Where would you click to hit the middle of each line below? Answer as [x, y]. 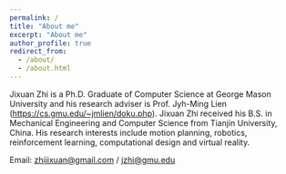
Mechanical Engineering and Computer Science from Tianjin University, [143, 122]
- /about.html [44, 69]
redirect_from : [38, 52]
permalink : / [34, 18]
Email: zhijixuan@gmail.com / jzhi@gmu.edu [92, 159]
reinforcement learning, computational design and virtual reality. [130, 142]
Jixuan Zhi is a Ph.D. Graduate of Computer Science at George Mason [140, 94]
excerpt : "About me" [49, 34]
